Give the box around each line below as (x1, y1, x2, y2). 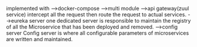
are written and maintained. (6, 36, 73, 42)
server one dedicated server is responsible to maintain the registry (29, 17, 191, 24)
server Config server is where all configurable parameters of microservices (6, 30, 189, 37)
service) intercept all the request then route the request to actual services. (6, 11, 187, 18)
